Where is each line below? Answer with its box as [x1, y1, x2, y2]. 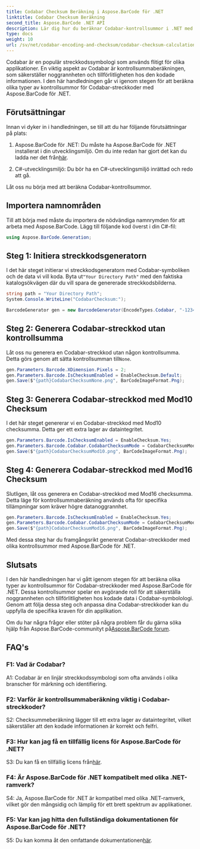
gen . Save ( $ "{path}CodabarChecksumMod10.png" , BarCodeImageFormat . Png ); [6, 448, 187, 454]
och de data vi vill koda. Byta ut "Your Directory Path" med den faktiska [6, 273, 183, 280]
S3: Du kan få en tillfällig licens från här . [6, 758, 102, 765]
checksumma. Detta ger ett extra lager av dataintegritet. [6, 426, 144, 433]
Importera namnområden [6, 200, 101, 211]
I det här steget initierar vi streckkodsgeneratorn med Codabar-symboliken [6, 267, 190, 274]
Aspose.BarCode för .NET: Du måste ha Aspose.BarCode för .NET [14, 141, 177, 148]
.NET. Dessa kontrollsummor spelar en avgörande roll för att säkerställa [6, 588, 181, 595]
